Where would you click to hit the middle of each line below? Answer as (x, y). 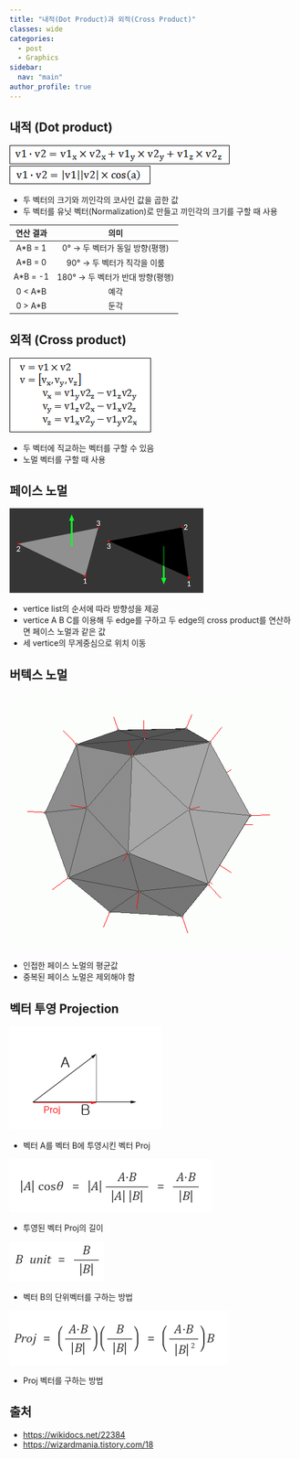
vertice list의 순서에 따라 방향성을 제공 (91, 609)
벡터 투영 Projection (64, 1008)
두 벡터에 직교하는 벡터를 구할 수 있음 (88, 447)
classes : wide (36, 29)
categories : (32, 38)
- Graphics (38, 58)
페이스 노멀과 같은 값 (69, 632)
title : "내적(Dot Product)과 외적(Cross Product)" (103, 19)
